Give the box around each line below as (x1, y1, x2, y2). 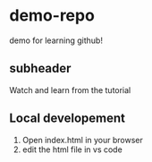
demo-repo (9, 5, 96, 26)
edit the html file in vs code (21, 144, 122, 155)
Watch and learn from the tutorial (9, 84, 131, 95)
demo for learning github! (9, 35, 103, 46)
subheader (9, 61, 72, 76)
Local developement (9, 111, 126, 126)
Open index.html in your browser (21, 134, 143, 145)
